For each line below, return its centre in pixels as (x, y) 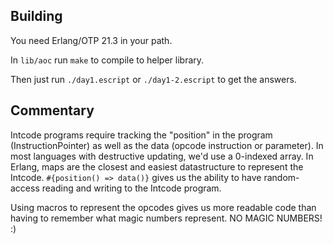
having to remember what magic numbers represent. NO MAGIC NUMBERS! (166, 218)
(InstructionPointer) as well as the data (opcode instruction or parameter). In (167, 145)
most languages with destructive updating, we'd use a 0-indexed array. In (162, 156)
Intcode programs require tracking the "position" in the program (141, 135)
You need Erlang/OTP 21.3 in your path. (91, 40)
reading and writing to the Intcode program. (131, 188)
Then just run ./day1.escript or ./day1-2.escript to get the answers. (153, 79)
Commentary (52, 110)
